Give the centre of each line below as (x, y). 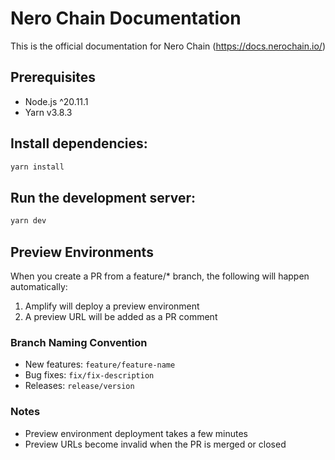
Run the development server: (103, 197)
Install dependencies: (79, 143)
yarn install (37, 167)
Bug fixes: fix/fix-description (89, 375)
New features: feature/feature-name (100, 364)
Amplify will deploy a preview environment (112, 306)
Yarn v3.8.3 (48, 112)
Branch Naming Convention (79, 342)
